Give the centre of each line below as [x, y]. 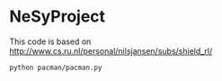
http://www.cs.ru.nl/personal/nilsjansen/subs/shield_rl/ [111, 50]
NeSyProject [58, 17]
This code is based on [50, 41]
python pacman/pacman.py [56, 67]
